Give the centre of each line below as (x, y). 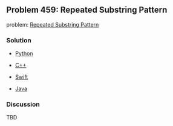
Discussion (23, 104)
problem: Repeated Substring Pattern (53, 24)
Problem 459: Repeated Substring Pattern (87, 10)
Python (24, 53)
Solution (19, 40)
